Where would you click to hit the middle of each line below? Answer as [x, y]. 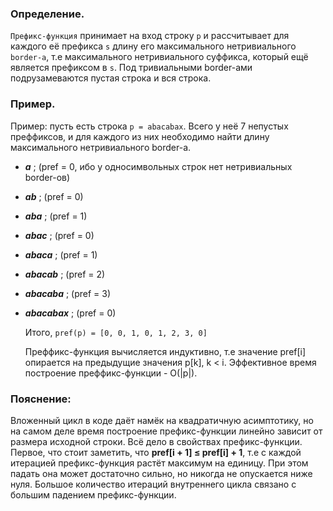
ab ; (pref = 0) [54, 196]
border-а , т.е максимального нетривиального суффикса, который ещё [159, 57]
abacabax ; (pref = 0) [70, 313]
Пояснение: [41, 399]
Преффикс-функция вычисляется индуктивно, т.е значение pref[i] [165, 351]
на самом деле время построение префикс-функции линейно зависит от [166, 431]
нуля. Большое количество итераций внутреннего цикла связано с [153, 484]
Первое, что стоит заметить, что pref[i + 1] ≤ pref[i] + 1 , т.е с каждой [156, 452]
